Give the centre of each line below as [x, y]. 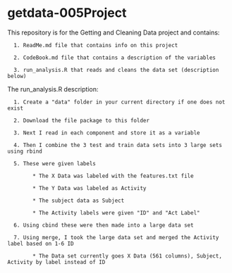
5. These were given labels [55, 163]
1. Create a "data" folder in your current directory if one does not [120, 102]
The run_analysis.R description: [53, 89]
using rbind [25, 151]
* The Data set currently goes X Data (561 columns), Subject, [127, 256]
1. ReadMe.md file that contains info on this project [96, 45]
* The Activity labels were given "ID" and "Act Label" [116, 212]
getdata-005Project [67, 13]
